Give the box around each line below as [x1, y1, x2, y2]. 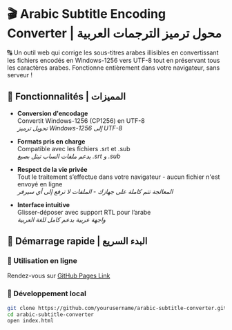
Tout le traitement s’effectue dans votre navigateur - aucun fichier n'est [17, 173, 220, 181]
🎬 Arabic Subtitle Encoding [7, 6, 166, 22]
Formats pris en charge [17, 137, 86, 146]
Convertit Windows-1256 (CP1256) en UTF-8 [17, 116, 145, 125]
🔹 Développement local [7, 289, 86, 298]
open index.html [7, 318, 54, 324]
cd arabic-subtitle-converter [7, 311, 95, 318]
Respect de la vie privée [17, 165, 88, 173]
